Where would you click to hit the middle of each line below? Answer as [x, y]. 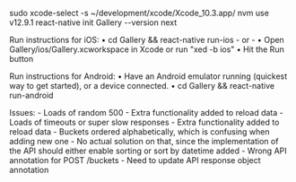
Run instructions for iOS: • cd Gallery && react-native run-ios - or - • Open [147, 40]
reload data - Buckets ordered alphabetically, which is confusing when [140, 132]
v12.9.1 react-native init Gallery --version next [93, 22]
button [22, 59]
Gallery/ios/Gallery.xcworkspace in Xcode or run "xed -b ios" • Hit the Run [147, 49]
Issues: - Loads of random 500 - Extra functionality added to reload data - [147, 113]
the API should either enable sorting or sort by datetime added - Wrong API [148, 151]
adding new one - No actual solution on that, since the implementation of [144, 141]
